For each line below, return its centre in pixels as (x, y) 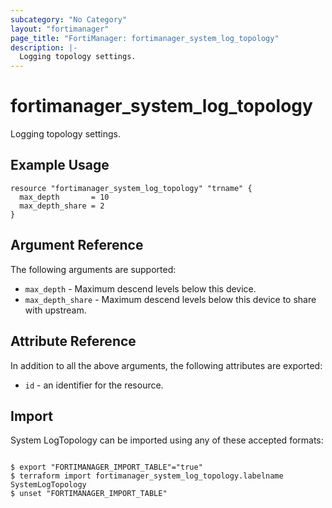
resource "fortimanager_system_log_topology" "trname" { (131, 188)
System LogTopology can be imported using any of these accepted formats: (167, 440)
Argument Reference (77, 245)
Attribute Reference (73, 341)
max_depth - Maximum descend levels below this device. (140, 288)
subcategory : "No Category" (69, 19)
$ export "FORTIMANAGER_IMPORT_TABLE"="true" (106, 467)
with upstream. (55, 310)
